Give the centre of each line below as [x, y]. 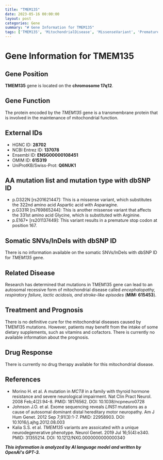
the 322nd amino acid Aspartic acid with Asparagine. [65, 205]
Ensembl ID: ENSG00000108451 [45, 155]
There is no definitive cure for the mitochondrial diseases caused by [73, 322]
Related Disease [30, 273]
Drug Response [29, 353]
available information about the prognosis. [47, 337]
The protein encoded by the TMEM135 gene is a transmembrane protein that [81, 113]
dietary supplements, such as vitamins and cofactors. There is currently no [80, 332]
